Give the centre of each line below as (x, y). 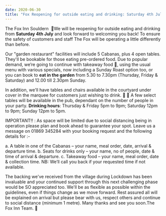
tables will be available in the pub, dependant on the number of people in (79, 100)
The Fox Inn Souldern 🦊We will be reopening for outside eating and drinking (83, 28)
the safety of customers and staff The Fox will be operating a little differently (83, 39)
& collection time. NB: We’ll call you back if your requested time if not (75, 162)
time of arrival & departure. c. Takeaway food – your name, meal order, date (82, 156)
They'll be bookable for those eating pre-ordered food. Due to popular (77, 59)
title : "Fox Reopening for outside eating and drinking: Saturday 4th (79, 14)
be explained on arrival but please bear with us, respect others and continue (83, 197)
